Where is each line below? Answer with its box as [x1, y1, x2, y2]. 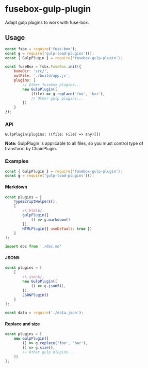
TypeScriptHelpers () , [14, 199, 57, 204]
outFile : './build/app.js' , [14, 73, 70, 78]
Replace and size [5, 321, 40, 327]
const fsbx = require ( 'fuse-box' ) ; [5, 46, 77, 52]
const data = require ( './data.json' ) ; [5, 310, 83, 315]
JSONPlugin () [22, 293, 49, 298]
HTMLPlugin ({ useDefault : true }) [22, 226, 92, 231]
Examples [5, 158, 29, 165]
